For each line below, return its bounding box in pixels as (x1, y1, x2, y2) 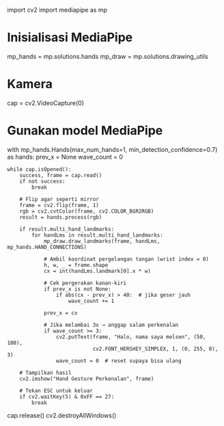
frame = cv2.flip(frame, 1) (19, 202, 99, 209)
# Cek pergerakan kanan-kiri (43, 280, 127, 287)
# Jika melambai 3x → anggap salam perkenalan (43, 321, 179, 328)
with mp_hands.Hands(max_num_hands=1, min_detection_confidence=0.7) (7, 145, 218, 153)
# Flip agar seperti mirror (19, 196, 99, 202)
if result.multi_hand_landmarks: (19, 226, 115, 232)
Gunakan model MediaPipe (7, 123, 163, 139)
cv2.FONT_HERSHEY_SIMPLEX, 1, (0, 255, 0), (92, 345, 219, 352)
